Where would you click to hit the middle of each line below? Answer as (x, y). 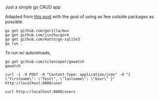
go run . (14, 44)
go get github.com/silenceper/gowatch (45, 62)
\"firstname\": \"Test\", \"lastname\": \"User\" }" (60, 79)
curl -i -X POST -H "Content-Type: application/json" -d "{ (68, 74)
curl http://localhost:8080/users (40, 92)
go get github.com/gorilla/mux (37, 31)
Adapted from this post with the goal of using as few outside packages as (79, 16)
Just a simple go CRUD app (33, 7)
